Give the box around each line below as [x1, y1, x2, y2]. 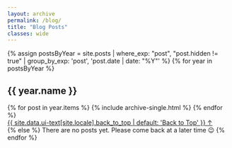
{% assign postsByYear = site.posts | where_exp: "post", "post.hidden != [7, 49, 219, 58]
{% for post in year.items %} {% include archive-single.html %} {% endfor [7, 104, 223, 112]
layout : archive [7, 10, 55, 18]
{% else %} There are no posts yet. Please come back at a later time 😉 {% [7, 126, 225, 135]
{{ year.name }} [7, 85, 78, 97]
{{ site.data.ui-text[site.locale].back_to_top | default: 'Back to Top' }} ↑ [7, 118, 213, 127]
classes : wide [7, 30, 50, 37]
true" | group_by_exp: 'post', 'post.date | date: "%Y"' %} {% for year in [7, 57, 212, 66]
